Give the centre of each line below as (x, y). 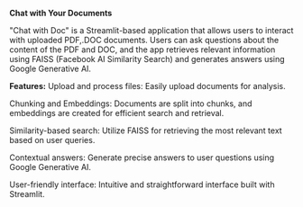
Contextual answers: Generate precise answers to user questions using (142, 157)
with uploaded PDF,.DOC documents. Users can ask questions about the (144, 40)
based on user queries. (52, 140)
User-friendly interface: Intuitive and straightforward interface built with (142, 184)
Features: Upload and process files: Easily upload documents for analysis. (147, 86)
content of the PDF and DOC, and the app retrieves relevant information (142, 49)
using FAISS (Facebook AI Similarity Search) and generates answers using (147, 59)
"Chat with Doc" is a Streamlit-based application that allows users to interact (151, 30)
